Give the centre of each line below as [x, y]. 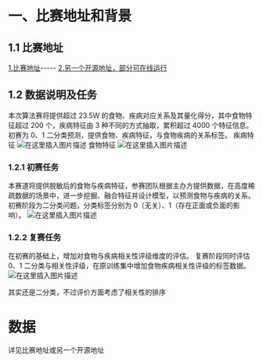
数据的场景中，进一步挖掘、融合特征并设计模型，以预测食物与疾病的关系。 [135, 196]
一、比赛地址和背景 [70, 16]
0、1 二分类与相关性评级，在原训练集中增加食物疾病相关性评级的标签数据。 [129, 266]
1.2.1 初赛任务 [34, 167]
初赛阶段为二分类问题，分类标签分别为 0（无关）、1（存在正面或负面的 [121, 206]
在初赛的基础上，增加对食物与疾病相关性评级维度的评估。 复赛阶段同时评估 [129, 256]
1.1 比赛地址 [36, 48]
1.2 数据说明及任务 [53, 95]
